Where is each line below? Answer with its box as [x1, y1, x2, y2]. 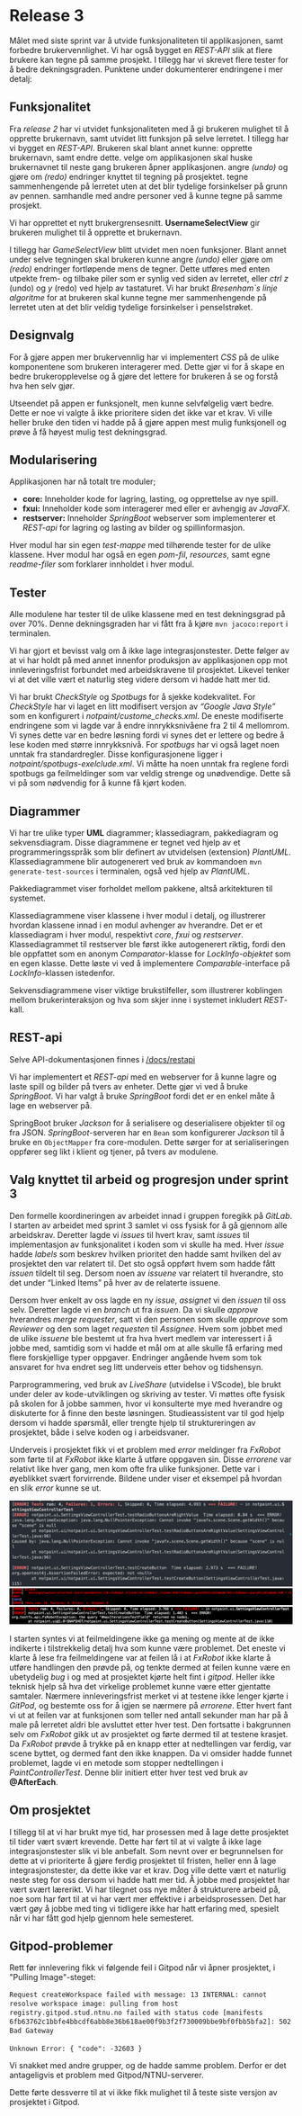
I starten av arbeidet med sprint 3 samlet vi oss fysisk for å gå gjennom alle [9, 1220, 288, 1231]
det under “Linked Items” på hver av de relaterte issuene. [9, 1277, 221, 1287]
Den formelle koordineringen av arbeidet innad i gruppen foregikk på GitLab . [9, 1210, 293, 1221]
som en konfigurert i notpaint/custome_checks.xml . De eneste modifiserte [9, 711, 284, 722]
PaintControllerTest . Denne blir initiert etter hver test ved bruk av [9, 1767, 249, 1778]
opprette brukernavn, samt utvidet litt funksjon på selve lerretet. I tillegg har [9, 132, 289, 144]
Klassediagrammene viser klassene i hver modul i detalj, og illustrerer [9, 910, 267, 920]
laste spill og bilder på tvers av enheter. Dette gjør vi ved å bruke [9, 1080, 249, 1091]
